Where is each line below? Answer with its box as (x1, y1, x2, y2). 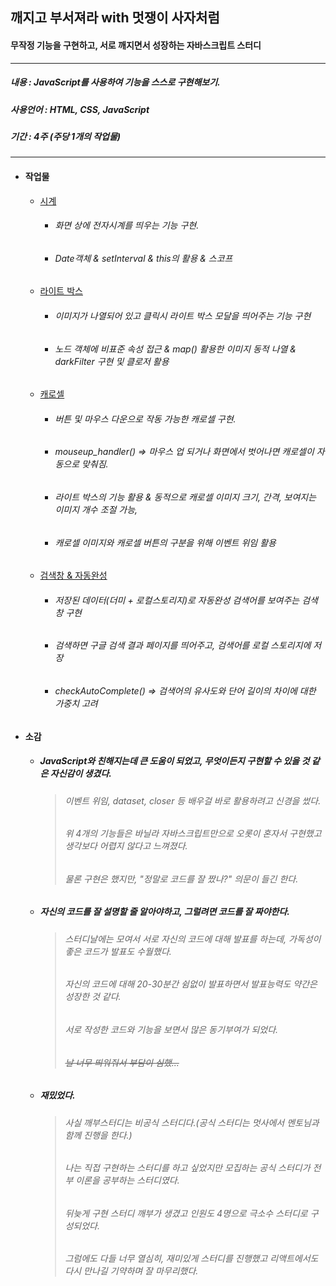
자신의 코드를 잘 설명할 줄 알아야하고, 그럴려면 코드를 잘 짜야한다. (39, 906, 290, 918)
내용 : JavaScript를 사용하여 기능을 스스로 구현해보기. (10, 76, 221, 88)
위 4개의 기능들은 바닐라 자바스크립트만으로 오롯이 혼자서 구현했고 (64, 828, 322, 840)
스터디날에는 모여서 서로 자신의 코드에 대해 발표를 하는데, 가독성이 (64, 933, 322, 945)
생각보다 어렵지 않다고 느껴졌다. (64, 840, 188, 852)
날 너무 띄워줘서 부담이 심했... (64, 1056, 180, 1068)
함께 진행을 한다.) (64, 1129, 133, 1141)
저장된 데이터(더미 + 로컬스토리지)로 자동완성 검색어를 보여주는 (54, 594, 300, 606)
